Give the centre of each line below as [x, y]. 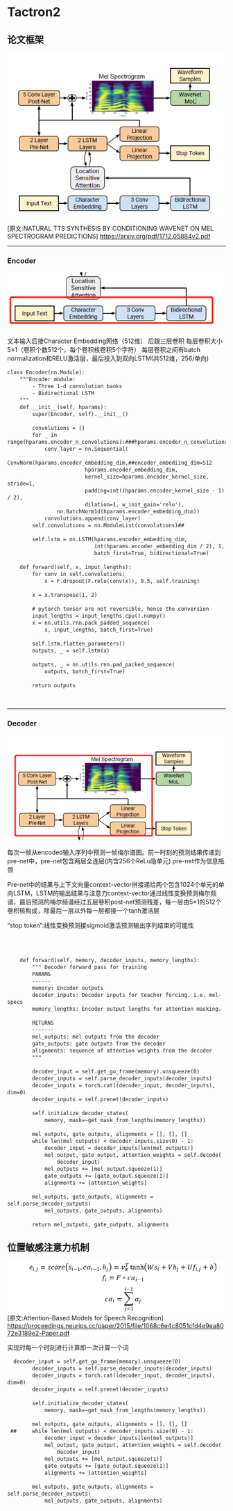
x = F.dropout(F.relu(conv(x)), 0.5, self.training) [122, 581]
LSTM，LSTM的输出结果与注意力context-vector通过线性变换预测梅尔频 [115, 893]
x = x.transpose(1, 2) [65, 595]
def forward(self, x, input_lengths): [76, 567]
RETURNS [43, 1023]
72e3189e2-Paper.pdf [38, 1334]
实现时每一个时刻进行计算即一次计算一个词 [68, 1348]
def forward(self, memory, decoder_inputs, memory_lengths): [110, 961]
